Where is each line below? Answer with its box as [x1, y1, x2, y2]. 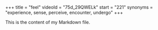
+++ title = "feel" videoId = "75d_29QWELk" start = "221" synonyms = [5, 4, 153, 10]
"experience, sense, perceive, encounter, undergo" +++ [5, 9, 123, 15]
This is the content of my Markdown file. [5, 19, 91, 25]
